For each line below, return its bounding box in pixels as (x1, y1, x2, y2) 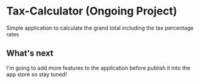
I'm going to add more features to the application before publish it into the (6, 64, 191, 71)
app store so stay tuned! (6, 71, 67, 78)
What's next (6, 48, 53, 59)
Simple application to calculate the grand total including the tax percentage (6, 24, 194, 31)
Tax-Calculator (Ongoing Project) (6, 4, 178, 18)
